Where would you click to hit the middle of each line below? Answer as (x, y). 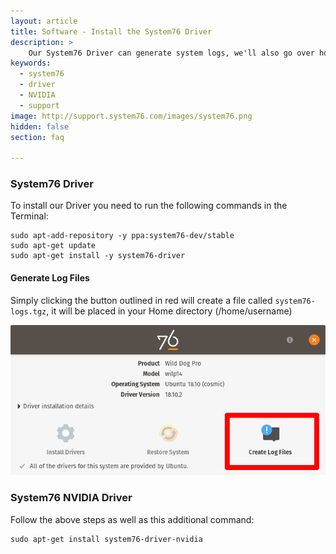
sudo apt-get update (53, 246)
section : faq (37, 137)
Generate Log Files (50, 278)
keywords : (31, 63)
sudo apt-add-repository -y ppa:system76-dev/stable (122, 236)
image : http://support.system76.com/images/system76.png (131, 116)
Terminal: (29, 216)
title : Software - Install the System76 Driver (111, 31)
